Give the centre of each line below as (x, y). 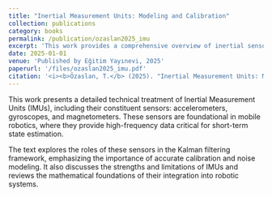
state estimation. (36, 134)
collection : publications (52, 24)
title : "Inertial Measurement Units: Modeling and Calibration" (119, 16)
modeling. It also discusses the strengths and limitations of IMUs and (123, 166)
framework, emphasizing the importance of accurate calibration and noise (132, 158)
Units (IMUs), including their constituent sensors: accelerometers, (118, 108)
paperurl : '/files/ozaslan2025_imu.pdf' (78, 69)
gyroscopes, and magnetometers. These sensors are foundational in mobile (134, 116)
